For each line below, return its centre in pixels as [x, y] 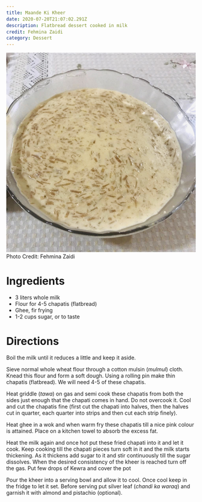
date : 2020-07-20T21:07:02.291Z [47, 19]
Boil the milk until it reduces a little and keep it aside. [71, 358]
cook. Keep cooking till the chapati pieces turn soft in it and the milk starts [98, 449]
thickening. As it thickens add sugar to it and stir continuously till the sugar [99, 456]
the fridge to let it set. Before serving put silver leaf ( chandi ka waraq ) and [98, 486]
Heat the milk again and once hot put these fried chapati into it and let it [95, 443]
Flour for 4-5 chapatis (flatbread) [56, 304]
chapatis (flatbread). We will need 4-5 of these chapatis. [76, 382]
